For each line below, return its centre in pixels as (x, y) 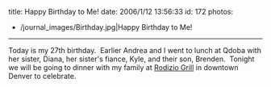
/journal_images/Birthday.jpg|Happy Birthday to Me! (106, 27)
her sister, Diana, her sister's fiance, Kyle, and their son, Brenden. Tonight (131, 59)
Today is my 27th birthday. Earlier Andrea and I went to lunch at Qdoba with (135, 50)
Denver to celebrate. (42, 76)
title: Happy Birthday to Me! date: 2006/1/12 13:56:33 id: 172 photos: (121, 12)
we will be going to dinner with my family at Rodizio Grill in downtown (123, 67)
